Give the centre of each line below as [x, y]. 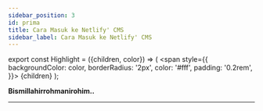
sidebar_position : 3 [42, 15]
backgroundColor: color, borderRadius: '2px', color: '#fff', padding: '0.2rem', [130, 68]
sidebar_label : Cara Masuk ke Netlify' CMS [80, 37]
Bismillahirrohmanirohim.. [52, 91]
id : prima [24, 23]
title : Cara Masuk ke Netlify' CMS [66, 30]
